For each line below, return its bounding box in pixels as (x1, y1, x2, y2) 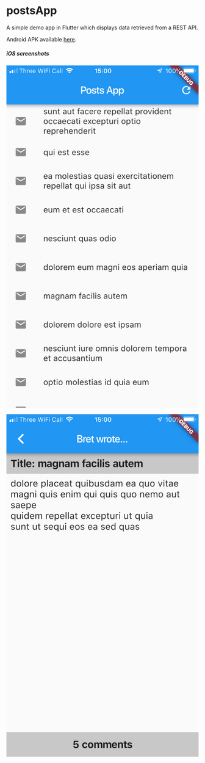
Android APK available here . (6, 35, 77, 43)
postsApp (6, 4, 57, 18)
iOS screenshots (6, 49, 49, 57)
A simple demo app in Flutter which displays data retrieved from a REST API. (6, 24, 198, 31)
